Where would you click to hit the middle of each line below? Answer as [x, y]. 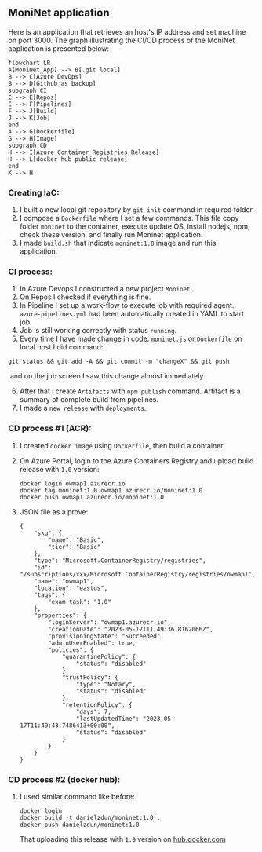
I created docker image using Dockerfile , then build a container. [122, 445]
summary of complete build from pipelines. [89, 400]
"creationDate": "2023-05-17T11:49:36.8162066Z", [131, 629]
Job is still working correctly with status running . [98, 331]
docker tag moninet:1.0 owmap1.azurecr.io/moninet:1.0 [111, 490]
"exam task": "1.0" [80, 602]
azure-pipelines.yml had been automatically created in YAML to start [132, 314]
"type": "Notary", [106, 684]
